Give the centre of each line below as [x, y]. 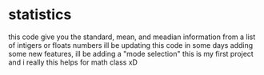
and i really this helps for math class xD [73, 62]
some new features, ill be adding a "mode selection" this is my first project [131, 53]
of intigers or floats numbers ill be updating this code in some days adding [131, 45]
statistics [40, 15]
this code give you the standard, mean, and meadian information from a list [132, 37]
